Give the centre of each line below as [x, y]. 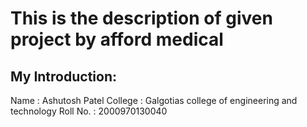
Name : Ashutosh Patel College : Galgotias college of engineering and [154, 100]
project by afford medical [117, 39]
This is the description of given [141, 18]
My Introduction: [63, 76]
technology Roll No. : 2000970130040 [89, 111]
